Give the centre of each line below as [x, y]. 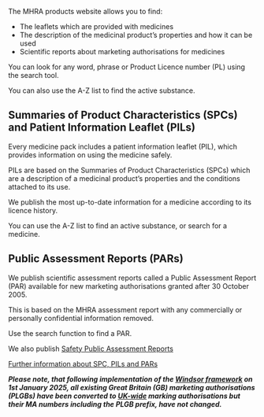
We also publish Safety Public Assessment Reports [91, 349]
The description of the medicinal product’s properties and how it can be [136, 35]
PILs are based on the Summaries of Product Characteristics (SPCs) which [129, 170]
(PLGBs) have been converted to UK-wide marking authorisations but [124, 396]
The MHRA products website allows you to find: [86, 11]
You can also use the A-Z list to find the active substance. [102, 90]
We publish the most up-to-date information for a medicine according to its [130, 202]
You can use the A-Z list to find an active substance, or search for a [117, 225]
